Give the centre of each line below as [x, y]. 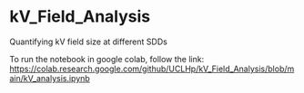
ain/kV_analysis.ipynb [50, 78]
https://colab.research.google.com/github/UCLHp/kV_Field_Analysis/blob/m [152, 69]
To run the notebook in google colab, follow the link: [107, 59]
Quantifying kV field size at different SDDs [89, 42]
